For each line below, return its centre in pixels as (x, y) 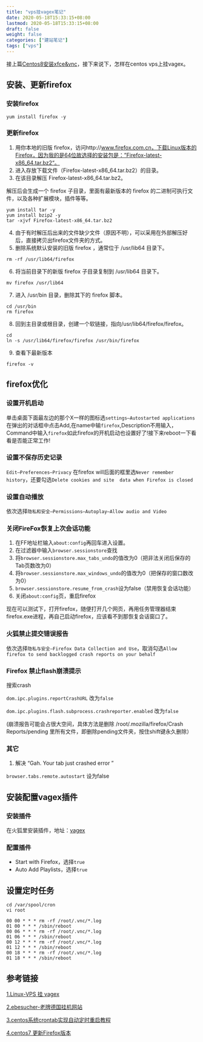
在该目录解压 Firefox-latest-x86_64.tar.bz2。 (70, 178)
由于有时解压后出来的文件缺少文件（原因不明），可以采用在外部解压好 (101, 232)
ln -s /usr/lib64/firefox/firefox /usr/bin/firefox (73, 340)
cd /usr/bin (21, 306)
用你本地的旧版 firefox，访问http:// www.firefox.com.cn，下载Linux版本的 (106, 147)
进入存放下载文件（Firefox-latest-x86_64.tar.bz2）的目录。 (88, 170)
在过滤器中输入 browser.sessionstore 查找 (66, 550)
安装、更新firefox (39, 85)
